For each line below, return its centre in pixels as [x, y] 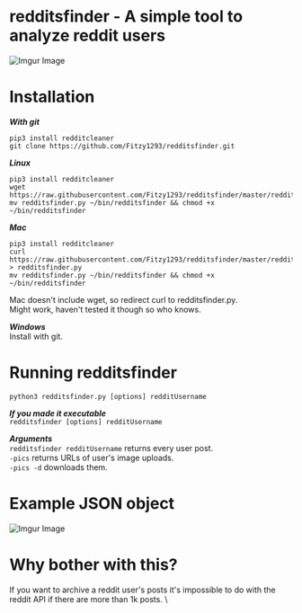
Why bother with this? [93, 564]
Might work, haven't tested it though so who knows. [105, 309]
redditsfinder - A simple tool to [126, 17]
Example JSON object [92, 503]
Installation [52, 97]
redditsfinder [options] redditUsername [86, 422]
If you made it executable [58, 413]
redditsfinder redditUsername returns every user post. [111, 448]
